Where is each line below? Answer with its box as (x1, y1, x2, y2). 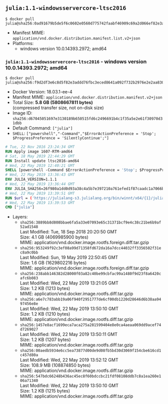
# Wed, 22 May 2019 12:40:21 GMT (5, 163, 75, 168)
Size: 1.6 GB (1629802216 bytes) (19, 260, 87, 266)
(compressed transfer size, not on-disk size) (12, 105, 104, 111)
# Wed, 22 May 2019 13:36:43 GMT (5, 172, 75, 177)
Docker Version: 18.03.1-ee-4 (12, 89, 72, 95)
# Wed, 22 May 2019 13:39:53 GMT (5, 200, 75, 205)
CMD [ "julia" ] (5, 205, 35, 210)
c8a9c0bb (19, 250, 38, 255)
